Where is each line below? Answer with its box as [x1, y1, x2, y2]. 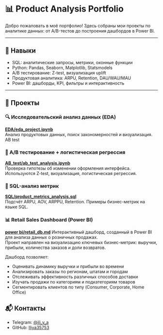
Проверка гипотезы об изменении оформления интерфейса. [5, 165, 131, 171]
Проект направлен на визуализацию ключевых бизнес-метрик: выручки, [5, 240, 158, 246]
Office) [12, 289, 26, 295]
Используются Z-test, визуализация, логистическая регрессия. [5, 170, 137, 176]
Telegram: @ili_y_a [12, 319, 49, 325]
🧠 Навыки [5, 47, 36, 55]
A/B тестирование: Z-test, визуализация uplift [12, 70, 106, 75]
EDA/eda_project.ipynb [5, 126, 53, 132]
